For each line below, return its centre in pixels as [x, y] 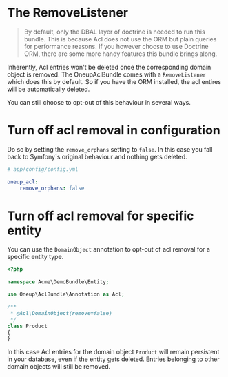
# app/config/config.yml [43, 169]
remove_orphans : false [52, 188]
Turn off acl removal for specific [101, 216]
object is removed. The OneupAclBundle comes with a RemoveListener [107, 74]
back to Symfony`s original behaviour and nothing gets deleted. [97, 156]
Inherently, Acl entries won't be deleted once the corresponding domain [109, 67]
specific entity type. [35, 257]
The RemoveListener [68, 13]
